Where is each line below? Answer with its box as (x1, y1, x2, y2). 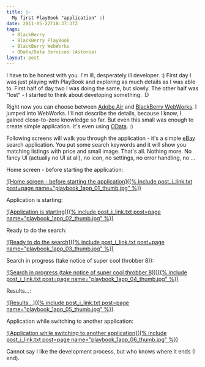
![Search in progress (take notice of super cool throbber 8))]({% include (6, 268, 188, 276)
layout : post (6, 55, 40, 61)
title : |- (6, 9, 32, 15)
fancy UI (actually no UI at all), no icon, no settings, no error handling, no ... (6, 154, 196, 161)
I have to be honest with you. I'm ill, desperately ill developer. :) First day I (6, 71, 192, 79)
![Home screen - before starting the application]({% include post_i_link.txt (6, 177, 193, 185)
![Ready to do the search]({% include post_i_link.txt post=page (6, 238, 165, 245)
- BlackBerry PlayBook (12, 37, 70, 44)
